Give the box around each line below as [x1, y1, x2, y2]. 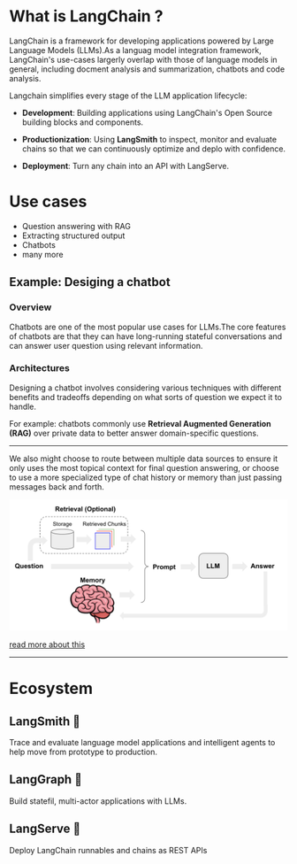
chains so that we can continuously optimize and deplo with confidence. [21, 143, 286, 154]
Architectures [9, 362, 71, 374]
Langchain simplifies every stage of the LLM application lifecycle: [9, 90, 247, 101]
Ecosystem [9, 679, 94, 698]
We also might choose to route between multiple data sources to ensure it [9, 453, 278, 464]
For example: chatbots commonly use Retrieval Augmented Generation [9, 418, 271, 428]
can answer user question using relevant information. [9, 340, 203, 351]
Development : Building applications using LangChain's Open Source [21, 107, 272, 118]
